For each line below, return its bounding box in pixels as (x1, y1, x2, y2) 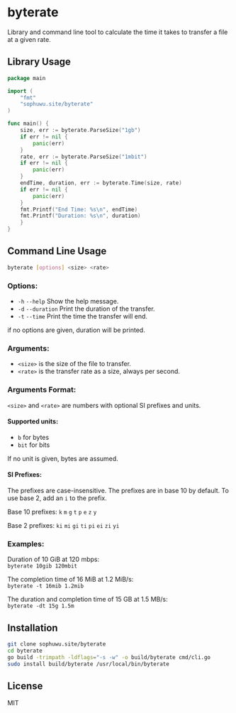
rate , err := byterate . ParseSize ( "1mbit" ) (20, 153, 147, 160)
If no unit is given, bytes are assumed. (7, 454, 118, 463)
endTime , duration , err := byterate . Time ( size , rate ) (20, 179, 182, 187)
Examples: (7, 538, 45, 548)
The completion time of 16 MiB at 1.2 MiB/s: (7, 575, 134, 584)
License (7, 680, 43, 692)
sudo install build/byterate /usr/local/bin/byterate (7, 661, 170, 668)
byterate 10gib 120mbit (7, 563, 78, 570)
